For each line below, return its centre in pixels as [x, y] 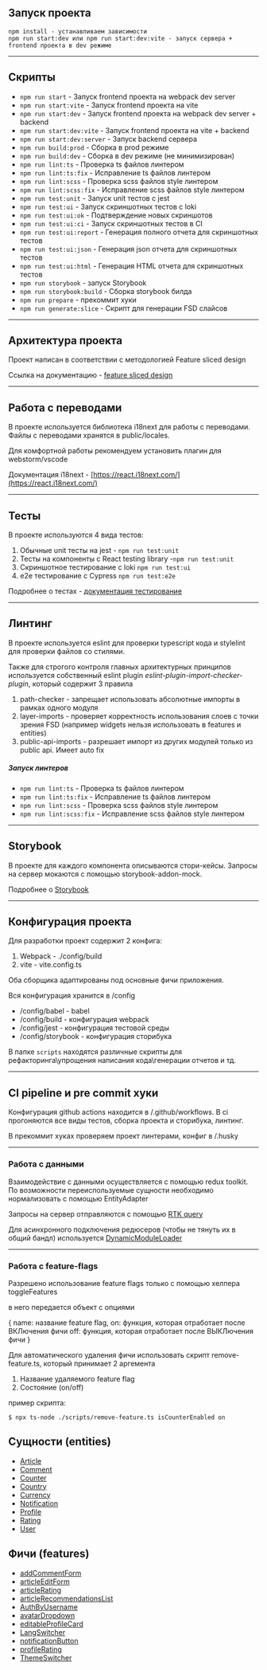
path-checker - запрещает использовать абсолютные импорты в [130, 699]
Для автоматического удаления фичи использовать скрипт [109, 1354]
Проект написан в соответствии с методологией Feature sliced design [127, 360]
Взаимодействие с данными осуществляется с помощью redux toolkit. [128, 1182]
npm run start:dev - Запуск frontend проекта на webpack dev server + [138, 113]
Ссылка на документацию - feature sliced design [91, 375]
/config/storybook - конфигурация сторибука [96, 1037]
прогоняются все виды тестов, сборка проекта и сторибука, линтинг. [126, 1121]
